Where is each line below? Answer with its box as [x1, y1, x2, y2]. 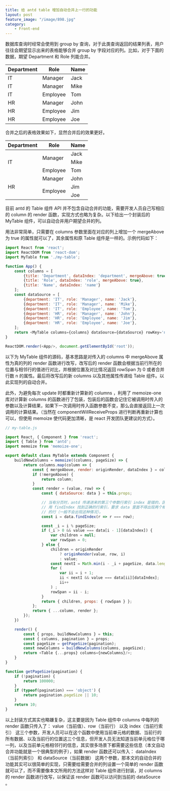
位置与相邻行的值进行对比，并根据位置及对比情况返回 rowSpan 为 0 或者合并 [5, 366, 165, 372]
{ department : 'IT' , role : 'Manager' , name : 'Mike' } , [23, 302, 137, 307]
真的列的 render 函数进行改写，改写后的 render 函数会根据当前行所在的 [14, 360, 162, 366]
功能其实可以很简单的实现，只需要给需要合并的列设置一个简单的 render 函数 [5, 761, 163, 767]
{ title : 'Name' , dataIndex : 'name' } [23, 283, 101, 288]
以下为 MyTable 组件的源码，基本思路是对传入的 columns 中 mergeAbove [5, 353, 158, 359]
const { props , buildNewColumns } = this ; [23, 632, 114, 637]
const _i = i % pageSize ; [41, 523, 96, 529]
